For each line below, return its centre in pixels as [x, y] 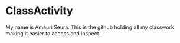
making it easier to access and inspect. [53, 33]
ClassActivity [39, 11]
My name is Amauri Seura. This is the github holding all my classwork [90, 27]
